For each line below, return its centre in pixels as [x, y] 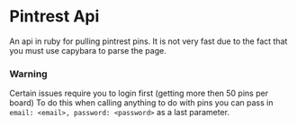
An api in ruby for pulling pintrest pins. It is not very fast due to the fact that [148, 41]
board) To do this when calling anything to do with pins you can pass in [141, 103]
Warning [28, 73]
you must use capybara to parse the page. [88, 50]
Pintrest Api [54, 17]
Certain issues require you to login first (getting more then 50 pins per [139, 93]
